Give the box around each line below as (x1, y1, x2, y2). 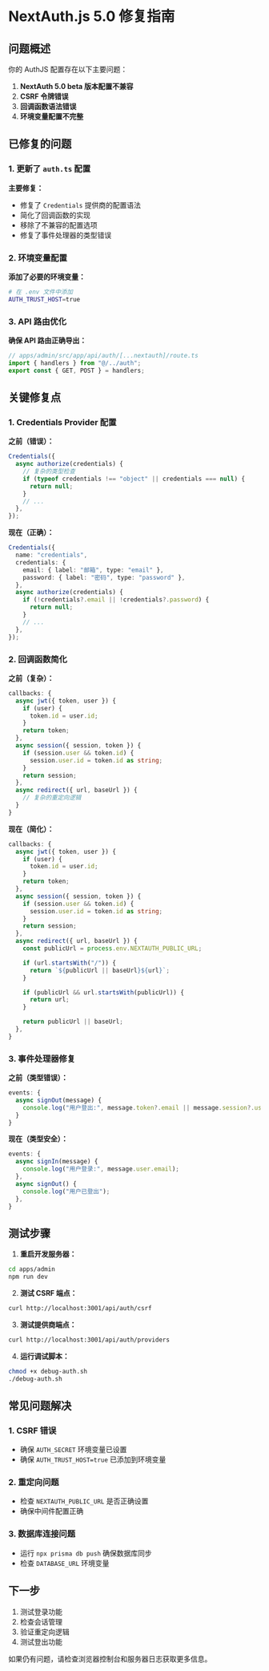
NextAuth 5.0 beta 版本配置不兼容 (19, 82, 134, 91)
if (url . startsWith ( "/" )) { (22, 959, 116, 967)
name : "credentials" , (15, 551, 88, 560)
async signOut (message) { (15, 1096, 102, 1104)
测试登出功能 (19, 1637, 62, 1646)
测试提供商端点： (19, 1320, 77, 1329)
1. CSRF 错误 (8, 1425, 57, 1436)
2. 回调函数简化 (8, 653, 68, 665)
